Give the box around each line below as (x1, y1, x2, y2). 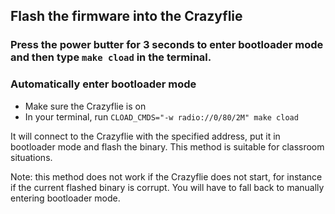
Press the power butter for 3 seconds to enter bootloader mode (10, 38, 324, 52)
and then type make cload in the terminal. (10, 50, 212, 64)
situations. (10, 151, 53, 163)
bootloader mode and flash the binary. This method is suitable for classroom (10, 140, 325, 153)
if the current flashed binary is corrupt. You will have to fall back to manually (10, 181, 325, 193)
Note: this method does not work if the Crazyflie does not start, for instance (10, 170, 323, 183)
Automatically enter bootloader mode (10, 77, 197, 91)
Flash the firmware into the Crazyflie (10, 8, 243, 25)
